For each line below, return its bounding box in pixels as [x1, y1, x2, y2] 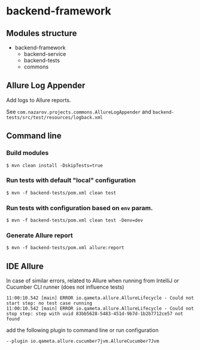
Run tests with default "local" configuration [6, 176, 136, 184]
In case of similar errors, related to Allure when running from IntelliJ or [6, 277, 180, 285]
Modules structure [6, 28, 77, 38]
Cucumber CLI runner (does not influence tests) [6, 283, 125, 291]
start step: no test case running [6, 300, 93, 307]
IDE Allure [6, 261, 44, 271]
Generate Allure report [6, 231, 73, 240]
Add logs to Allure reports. [6, 96, 71, 103]
